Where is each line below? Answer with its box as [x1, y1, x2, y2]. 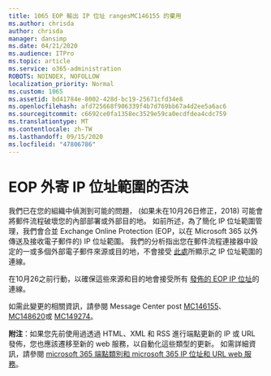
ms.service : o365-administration [8, 65, 122, 73]
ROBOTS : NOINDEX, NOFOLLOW [8, 72, 100, 80]
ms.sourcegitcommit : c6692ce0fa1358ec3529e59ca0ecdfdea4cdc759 [8, 110, 227, 119]
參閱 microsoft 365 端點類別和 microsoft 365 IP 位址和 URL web [29, 349, 243, 359]
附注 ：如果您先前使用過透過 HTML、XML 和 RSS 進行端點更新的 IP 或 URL [8, 329, 256, 339]
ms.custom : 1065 [8, 87, 63, 96]
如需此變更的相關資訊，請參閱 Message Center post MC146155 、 [8, 301, 226, 311]
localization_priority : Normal [8, 80, 114, 88]
